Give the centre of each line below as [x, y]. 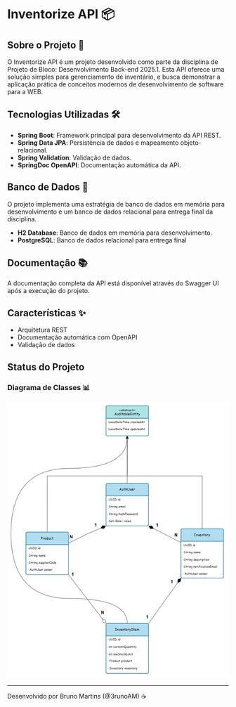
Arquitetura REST [42, 330]
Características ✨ [47, 313]
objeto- [191, 143]
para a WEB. [25, 92]
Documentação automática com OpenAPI [77, 337]
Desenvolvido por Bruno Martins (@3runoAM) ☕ [77, 696]
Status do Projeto [46, 367]
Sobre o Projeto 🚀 [46, 45]
